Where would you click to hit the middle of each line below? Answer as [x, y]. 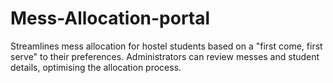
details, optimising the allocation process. [96, 67]
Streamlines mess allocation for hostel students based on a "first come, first [166, 46]
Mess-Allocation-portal [110, 18]
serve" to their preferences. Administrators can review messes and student [165, 56]
